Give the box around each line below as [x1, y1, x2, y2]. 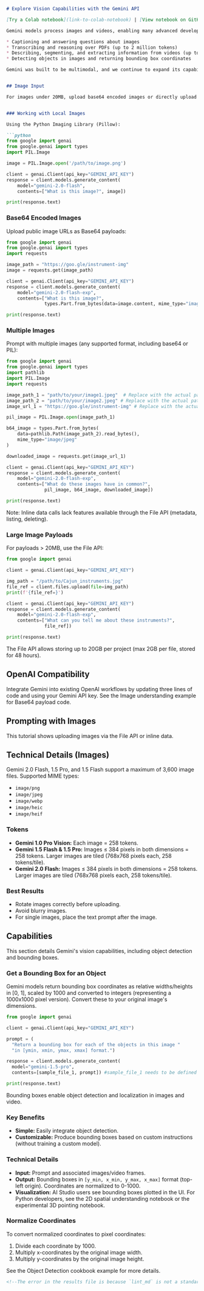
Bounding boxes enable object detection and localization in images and [6, 1091, 185, 1099]
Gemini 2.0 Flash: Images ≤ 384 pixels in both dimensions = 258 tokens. [15, 865, 198, 872]
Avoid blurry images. [15, 907, 67, 914]
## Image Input [6, 83, 45, 89]
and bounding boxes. [6, 954, 59, 961]
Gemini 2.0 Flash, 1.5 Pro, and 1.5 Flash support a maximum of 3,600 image [6, 766, 194, 773]
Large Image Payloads [6, 530, 73, 539]
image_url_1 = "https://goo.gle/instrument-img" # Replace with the [6, 403, 183, 409]
